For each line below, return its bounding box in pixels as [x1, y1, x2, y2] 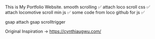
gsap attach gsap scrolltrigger [5, 19, 66, 25]
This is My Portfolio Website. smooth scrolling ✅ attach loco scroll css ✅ [5, 4, 150, 10]
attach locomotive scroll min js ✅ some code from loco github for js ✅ [5, 10, 145, 15]
